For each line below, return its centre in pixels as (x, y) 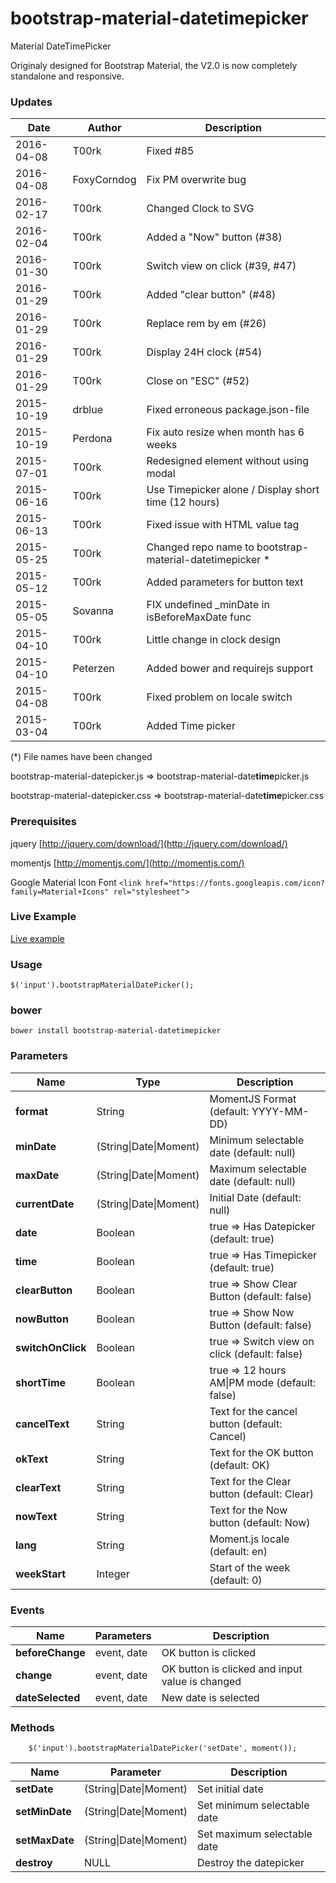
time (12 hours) (183, 502)
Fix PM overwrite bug (196, 180)
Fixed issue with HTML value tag (223, 525)
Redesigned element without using (228, 461)
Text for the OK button (261, 1452)
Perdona (92, 439)
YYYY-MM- (280, 1111)
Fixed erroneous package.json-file (228, 410)
